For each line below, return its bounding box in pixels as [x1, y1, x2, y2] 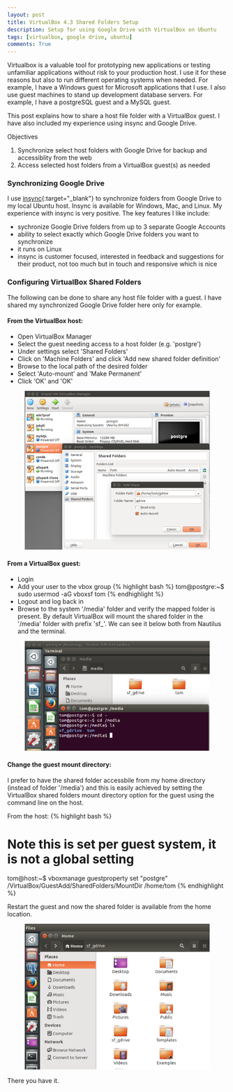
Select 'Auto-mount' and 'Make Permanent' [17, 369, 142, 378]
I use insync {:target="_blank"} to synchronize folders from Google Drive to [7, 194, 222, 203]
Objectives [7, 133, 38, 141]
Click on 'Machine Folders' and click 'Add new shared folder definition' [17, 354, 221, 363]
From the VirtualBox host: [7, 317, 84, 325]
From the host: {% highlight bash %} [7, 811, 112, 820]
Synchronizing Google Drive [7, 178, 105, 188]
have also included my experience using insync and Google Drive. [7, 119, 197, 127]
